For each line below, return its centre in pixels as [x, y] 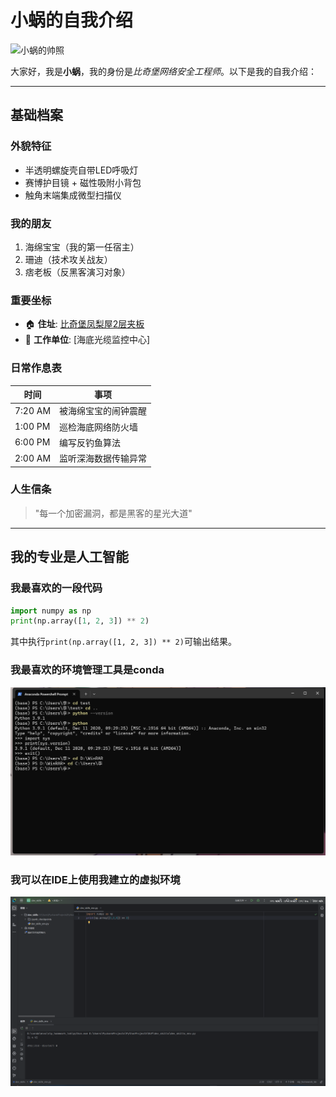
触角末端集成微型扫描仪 [73, 195]
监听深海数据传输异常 [103, 458]
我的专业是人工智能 [69, 557]
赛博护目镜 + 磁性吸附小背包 [83, 182]
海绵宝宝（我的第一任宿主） [82, 247]
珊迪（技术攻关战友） [68, 259]
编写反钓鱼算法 [90, 442]
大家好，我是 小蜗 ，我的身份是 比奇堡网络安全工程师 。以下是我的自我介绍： [163, 71]
